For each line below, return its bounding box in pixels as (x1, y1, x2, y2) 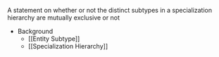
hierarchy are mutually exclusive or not (7, 13, 120, 22)
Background (17, 27, 54, 35)
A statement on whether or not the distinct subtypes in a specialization (7, 6, 213, 14)
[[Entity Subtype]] (27, 34, 80, 43)
